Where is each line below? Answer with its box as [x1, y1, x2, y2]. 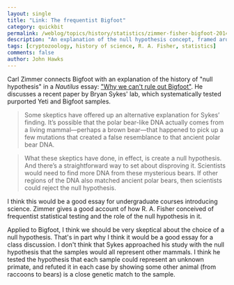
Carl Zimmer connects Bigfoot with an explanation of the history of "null [7, 75, 213, 83]
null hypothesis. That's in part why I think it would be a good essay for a [7, 233, 214, 241]
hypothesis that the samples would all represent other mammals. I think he [7, 247, 221, 256]
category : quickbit [7, 23, 64, 30]
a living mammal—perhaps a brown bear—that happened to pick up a [24, 125, 224, 133]
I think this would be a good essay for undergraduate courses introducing [7, 197, 218, 205]
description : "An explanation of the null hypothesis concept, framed [7, 36, 217, 43]
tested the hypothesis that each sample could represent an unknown [7, 255, 204, 263]
